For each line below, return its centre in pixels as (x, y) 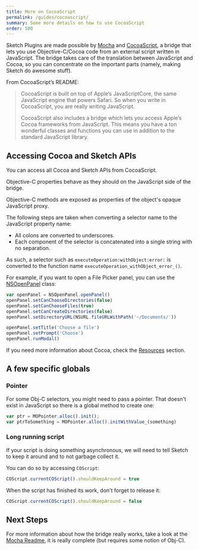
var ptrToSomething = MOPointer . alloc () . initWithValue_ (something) (91, 422)
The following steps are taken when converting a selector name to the (92, 218)
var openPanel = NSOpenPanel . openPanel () (58, 295)
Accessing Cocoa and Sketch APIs (71, 156)
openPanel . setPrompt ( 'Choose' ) (45, 333)
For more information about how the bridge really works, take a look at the (97, 534)
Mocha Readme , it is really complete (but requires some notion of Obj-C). (96, 540)
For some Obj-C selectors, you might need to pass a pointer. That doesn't (96, 399)
